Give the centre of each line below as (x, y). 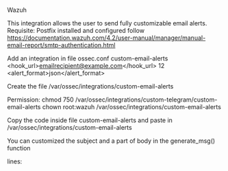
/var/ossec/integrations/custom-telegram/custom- (146, 100)
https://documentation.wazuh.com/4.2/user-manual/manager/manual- (106, 38)
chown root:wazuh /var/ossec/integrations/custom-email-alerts (131, 107)
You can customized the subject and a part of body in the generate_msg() (111, 141)
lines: (15, 161)
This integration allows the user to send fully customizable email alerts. (107, 23)
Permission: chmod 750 (40, 100)
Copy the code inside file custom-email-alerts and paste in (90, 120)
